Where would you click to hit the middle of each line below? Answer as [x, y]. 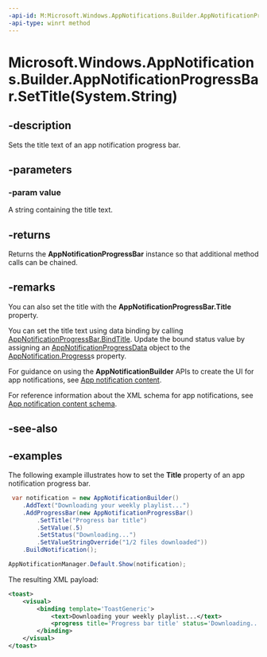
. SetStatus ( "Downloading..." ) [87, 535]
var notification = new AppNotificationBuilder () [95, 499]
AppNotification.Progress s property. [68, 356]
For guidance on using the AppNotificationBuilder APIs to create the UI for [131, 371]
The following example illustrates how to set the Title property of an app [126, 475]
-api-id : [23, 16]
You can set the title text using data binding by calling [96, 330]
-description [40, 125]
